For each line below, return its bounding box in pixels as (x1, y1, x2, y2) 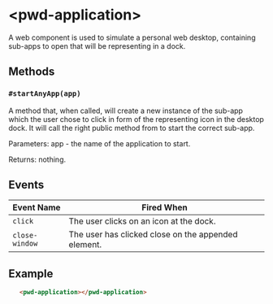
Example (8, 267, 54, 280)
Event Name (12, 202, 61, 213)
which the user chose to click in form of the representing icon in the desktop (8, 114, 264, 124)
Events (8, 178, 45, 192)
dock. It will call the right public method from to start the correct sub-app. (8, 123, 255, 132)
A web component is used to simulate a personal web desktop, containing (8, 33, 256, 42)
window (12, 239, 38, 249)
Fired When (141, 202, 188, 213)
